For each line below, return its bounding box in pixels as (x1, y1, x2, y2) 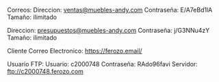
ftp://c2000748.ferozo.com (7, 68, 84, 75)
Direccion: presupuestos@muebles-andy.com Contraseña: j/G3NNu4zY (7, 27, 210, 34)
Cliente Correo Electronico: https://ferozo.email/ (7, 47, 142, 55)
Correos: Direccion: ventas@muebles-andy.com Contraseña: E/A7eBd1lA (7, 6, 213, 14)
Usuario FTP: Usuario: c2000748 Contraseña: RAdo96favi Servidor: (7, 60, 198, 68)
